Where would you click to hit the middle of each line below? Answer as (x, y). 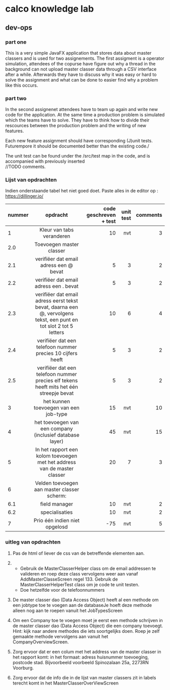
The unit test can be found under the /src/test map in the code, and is (78, 156)
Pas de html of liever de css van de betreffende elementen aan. (79, 553)
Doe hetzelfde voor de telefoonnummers (62, 590)
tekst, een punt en (57, 320)
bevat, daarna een (57, 307)
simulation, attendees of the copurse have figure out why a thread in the (80, 63)
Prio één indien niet (57, 521)
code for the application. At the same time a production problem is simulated (85, 115)
